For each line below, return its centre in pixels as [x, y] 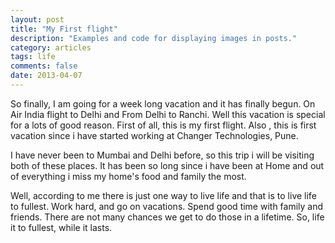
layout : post [37, 19]
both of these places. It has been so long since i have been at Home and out [167, 165]
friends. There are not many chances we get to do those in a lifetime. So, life [167, 217]
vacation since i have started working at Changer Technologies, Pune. [154, 135]
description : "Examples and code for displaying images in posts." [154, 38]
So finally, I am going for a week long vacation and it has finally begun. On [163, 103]
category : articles [51, 47]
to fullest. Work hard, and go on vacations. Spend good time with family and [167, 206]
